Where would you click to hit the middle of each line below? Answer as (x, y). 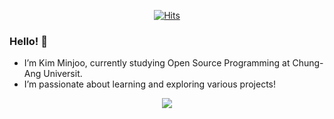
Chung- (308, 63)
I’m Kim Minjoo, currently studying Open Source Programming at (157, 63)
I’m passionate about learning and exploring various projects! (150, 84)
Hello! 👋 (29, 41)
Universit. (63, 74)
